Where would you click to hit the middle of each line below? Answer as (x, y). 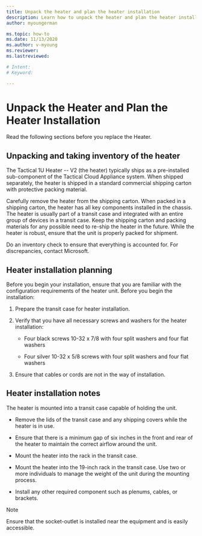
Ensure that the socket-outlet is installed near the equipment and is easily (97, 521)
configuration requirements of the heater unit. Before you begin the (89, 291)
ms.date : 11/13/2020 (32, 40)
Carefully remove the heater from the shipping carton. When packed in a (96, 201)
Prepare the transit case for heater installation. (72, 309)
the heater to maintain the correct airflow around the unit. (86, 444)
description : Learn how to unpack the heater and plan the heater (91, 17)
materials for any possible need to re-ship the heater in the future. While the (100, 227)
